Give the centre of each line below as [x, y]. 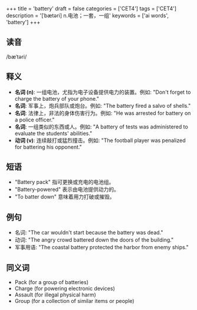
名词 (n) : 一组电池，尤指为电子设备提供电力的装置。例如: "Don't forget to [103, 92]
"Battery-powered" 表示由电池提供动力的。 [67, 189]
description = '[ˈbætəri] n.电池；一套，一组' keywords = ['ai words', [88, 15]
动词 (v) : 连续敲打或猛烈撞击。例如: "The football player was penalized [100, 140]
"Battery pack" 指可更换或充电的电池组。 [64, 182]
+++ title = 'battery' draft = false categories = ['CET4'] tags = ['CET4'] [91, 9]
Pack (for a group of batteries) [52, 282]
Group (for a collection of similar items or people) [74, 301]
